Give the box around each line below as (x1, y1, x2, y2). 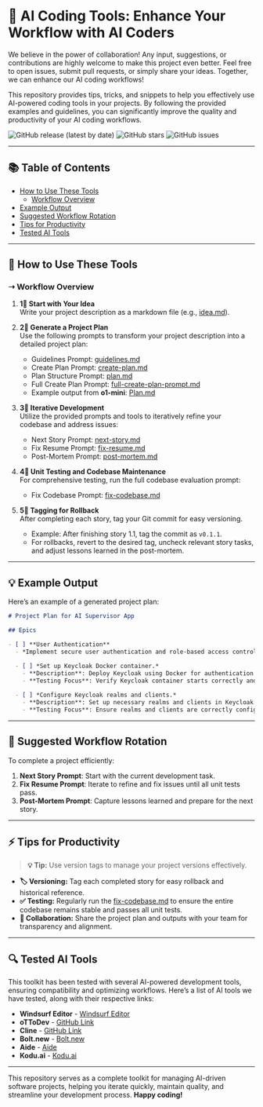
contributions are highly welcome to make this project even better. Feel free (8, 58, 252, 68)
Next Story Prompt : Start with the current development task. (19, 771, 215, 780)
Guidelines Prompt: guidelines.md (31, 355, 141, 364)
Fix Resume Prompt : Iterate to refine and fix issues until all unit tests (19, 779, 240, 788)
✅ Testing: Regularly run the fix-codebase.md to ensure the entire (19, 896, 234, 905)
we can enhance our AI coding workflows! (8, 75, 145, 84)
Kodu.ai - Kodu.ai (19, 1051, 77, 1061)
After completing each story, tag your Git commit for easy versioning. (19, 514, 243, 524)
